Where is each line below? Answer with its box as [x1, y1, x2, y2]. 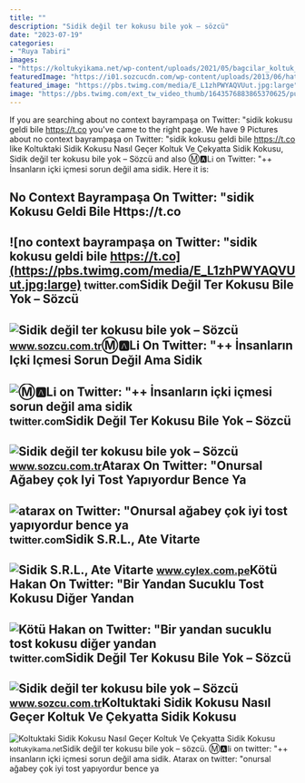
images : [9, 55, 39, 64]
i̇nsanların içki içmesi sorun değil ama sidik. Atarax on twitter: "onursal [9, 754, 271, 765]
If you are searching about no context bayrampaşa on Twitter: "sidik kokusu [9, 114, 293, 125]
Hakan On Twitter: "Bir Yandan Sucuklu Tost [9, 577, 265, 592]
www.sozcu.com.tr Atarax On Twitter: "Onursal [9, 458, 263, 474]
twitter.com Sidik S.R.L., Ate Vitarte [9, 532, 201, 547]
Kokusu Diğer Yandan [9, 591, 134, 606]
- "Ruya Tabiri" [9, 47, 71, 56]
